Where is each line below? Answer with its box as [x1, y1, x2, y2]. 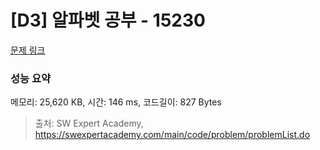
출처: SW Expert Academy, [34, 117, 144, 130]
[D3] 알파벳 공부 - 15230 [10, 9, 206, 32]
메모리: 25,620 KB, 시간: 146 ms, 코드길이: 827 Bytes [10, 96, 222, 108]
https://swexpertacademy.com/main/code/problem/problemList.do [34, 129, 311, 141]
